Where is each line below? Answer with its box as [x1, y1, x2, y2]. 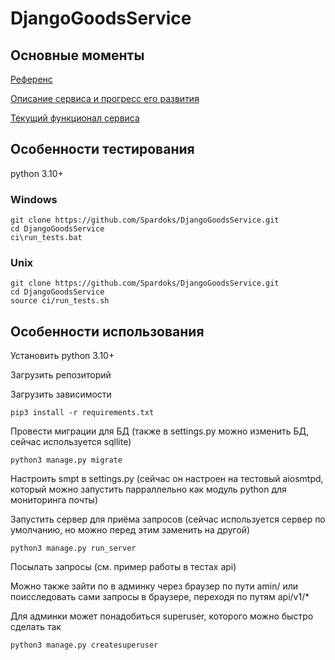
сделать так [10, 621, 62, 633]
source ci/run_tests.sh [10, 296, 110, 306]
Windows [10, 192, 58, 206]
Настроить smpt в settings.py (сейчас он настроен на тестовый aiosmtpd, [10, 473, 324, 485]
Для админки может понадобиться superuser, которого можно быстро [10, 610, 314, 622]
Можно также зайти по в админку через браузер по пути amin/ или [10, 580, 298, 592]
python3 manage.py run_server [10, 543, 137, 554]
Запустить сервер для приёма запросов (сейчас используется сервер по [10, 513, 326, 526]
